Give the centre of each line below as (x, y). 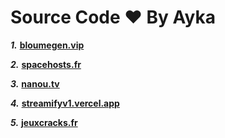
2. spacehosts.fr (46, 64)
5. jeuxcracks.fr (44, 122)
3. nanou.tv (35, 83)
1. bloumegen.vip (47, 45)
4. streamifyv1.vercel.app (65, 103)
